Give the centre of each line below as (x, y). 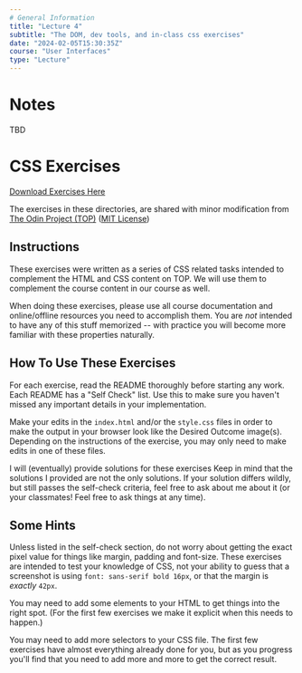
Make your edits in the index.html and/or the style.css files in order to (141, 421)
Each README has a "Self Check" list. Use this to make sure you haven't (145, 394)
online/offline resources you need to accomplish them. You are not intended (151, 315)
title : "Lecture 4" (46, 26)
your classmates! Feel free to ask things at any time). (108, 497)
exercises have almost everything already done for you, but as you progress (151, 649)
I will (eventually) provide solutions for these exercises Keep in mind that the (151, 468)
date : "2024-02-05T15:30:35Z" (66, 43)
